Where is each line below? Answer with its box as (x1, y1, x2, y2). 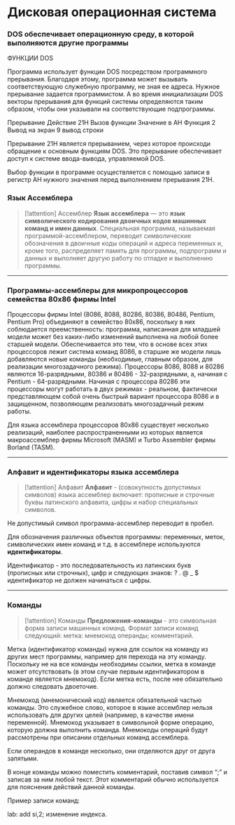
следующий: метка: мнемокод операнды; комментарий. (24, 631, 194, 640)
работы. (7, 407, 31, 416)
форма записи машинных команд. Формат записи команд (24, 623, 199, 632)
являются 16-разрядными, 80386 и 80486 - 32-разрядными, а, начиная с (7, 370, 228, 378)
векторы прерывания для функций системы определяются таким (7, 98, 204, 106)
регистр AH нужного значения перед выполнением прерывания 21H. (7, 176, 215, 184)
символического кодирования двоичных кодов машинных (24, 216, 206, 225)
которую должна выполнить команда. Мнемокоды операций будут (7, 725, 208, 734)
